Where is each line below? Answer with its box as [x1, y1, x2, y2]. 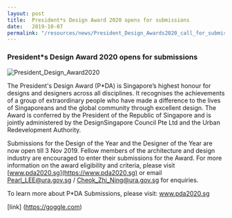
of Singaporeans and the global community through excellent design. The [7, 103, 217, 111]
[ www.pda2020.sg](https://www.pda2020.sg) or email [7, 168, 162, 176]
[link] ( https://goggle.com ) [7, 202, 83, 211]
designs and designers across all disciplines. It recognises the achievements [7, 89, 225, 97]
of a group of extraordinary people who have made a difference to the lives [7, 96, 221, 105]
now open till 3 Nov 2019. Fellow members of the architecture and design [7, 146, 215, 154]
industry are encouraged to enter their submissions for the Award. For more [7, 154, 222, 162]
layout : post [7, 10, 45, 17]
